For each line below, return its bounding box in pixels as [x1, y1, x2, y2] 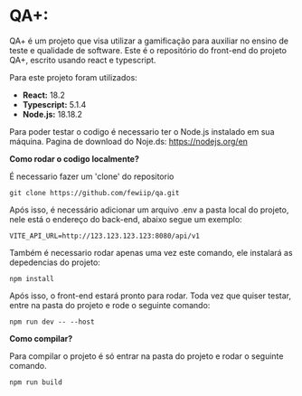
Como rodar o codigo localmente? [9, 153, 140, 164]
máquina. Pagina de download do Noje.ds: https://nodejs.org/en [9, 136, 249, 146]
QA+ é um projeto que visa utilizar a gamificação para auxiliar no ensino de [9, 35, 289, 46]
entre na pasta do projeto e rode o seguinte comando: [9, 299, 211, 310]
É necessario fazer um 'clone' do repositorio [9, 171, 175, 182]
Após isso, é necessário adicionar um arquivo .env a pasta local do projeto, [9, 204, 289, 215]
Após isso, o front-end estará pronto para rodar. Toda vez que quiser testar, [9, 290, 292, 301]
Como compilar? [9, 333, 73, 344]
